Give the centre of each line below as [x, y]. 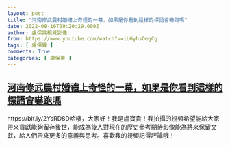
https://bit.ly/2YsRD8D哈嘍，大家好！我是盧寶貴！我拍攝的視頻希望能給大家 [114, 118]
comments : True [29, 52]
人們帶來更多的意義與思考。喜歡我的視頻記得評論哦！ [100, 135]
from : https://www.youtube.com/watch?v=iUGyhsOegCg [82, 39]
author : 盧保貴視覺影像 [37, 33]
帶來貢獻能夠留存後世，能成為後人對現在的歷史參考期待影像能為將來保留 [109, 127]
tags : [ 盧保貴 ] [30, 45]
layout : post [26, 13]
